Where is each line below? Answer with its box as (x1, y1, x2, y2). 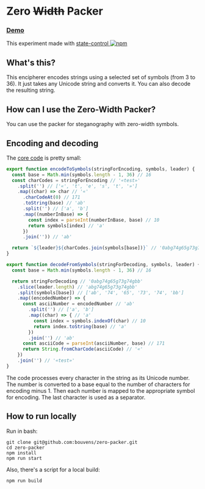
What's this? (6, 57, 56, 68)
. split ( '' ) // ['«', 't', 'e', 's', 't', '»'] (17, 183, 138, 189)
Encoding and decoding (6, 138, 99, 149)
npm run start (6, 455, 43, 461)
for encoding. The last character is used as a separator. (6, 393, 146, 401)
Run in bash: (6, 427, 38, 435)
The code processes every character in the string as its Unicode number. (6, 374, 190, 381)
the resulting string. (6, 86, 56, 94)
